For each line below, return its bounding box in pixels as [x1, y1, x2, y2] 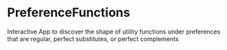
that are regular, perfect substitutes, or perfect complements [7, 34, 179, 42]
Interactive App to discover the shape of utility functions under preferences [7, 27, 221, 36]
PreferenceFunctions [7, 5, 131, 21]
